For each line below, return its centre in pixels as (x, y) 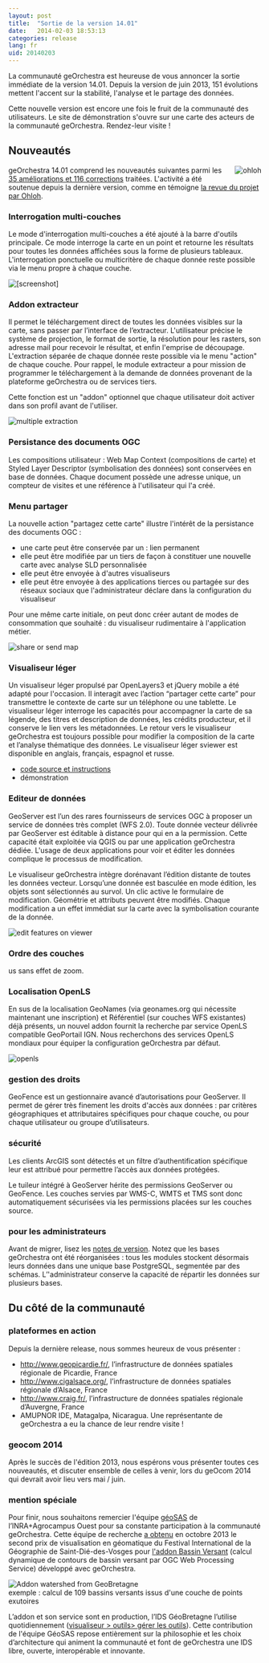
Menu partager (38, 506)
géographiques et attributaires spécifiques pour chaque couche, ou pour (129, 1114)
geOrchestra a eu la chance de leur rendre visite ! (102, 1424)
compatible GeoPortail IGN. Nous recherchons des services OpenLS (121, 1035)
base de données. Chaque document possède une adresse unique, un (124, 477)
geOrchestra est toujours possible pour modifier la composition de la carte (132, 736)
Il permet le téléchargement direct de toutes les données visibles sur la (126, 322)
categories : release (43, 38)
